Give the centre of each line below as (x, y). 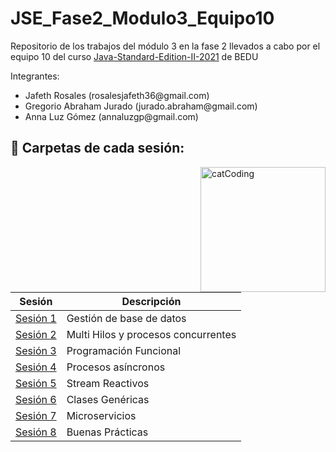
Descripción (151, 301)
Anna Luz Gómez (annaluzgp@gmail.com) (111, 116)
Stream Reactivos (108, 383)
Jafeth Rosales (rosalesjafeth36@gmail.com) (117, 95)
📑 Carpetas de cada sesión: (97, 148)
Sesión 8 (36, 432)
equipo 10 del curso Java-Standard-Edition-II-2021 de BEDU (134, 56)
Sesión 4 (36, 367)
